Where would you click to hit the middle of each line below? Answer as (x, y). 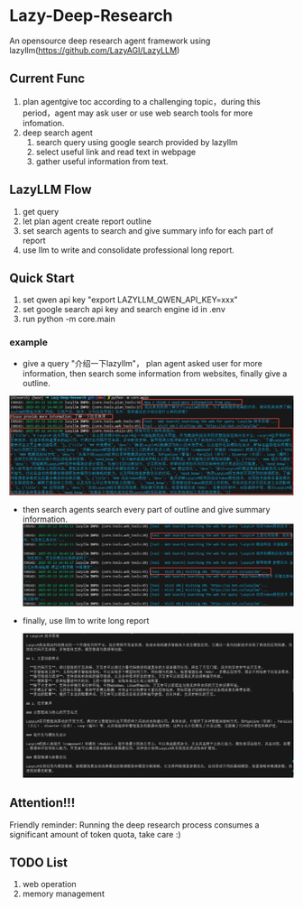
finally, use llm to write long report (86, 621)
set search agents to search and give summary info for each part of (148, 230)
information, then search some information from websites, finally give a (155, 373)
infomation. (43, 123)
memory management (64, 894)
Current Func (47, 79)
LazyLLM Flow (50, 190)
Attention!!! (42, 803)
